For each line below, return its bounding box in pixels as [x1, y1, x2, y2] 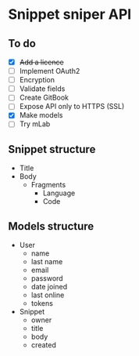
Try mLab [19, 119, 51, 129]
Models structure [8, 220, 94, 233]
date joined [30, 282, 68, 292]
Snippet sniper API [8, 5, 132, 24]
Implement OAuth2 [19, 67, 80, 76]
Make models [19, 111, 63, 120]
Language [42, 188, 76, 198]
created [30, 340, 56, 350]
